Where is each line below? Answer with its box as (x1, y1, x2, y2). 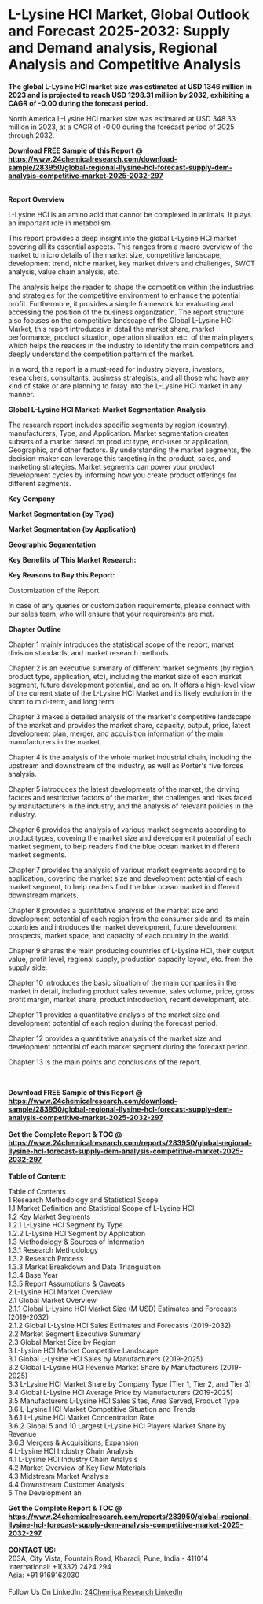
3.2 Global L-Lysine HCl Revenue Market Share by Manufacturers (8, 1362, 219, 1372)
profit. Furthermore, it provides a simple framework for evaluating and (8, 299, 234, 308)
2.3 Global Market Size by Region (8, 1337, 116, 1346)
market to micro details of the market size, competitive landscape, (8, 250, 222, 259)
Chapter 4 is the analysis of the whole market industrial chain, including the (8, 752, 252, 762)
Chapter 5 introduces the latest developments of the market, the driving (8, 784, 240, 793)
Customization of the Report (8, 585, 100, 595)
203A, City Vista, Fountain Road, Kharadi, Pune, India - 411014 (8, 1554, 209, 1563)
